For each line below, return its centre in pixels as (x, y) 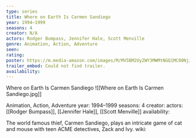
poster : (15, 60)
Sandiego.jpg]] (24, 94)
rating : (15, 55)
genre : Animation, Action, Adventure (52, 44)
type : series (22, 11)
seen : (13, 50)
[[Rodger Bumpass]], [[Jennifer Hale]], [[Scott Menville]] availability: (88, 112)
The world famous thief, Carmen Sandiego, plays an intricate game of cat (94, 123)
